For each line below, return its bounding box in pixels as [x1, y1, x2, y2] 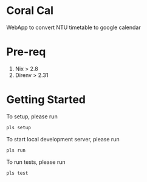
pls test [6, 170, 29, 176]
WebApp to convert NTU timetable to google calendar [6, 24, 141, 31]
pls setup [6, 124, 32, 130]
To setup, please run [6, 113, 58, 120]
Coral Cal [6, 4, 53, 18]
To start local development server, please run [6, 135, 120, 143]
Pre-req [6, 45, 46, 59]
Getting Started [6, 93, 86, 107]
